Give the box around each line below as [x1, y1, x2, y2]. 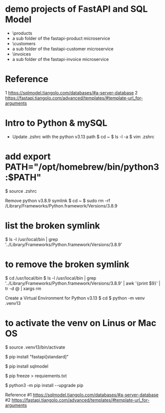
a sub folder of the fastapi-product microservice [12, 35, 110, 41]
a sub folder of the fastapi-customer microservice [12, 46, 114, 52]
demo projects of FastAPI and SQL [5, 3, 148, 15]
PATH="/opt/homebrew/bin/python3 [5, 161, 159, 173]
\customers [12, 40, 36, 46]
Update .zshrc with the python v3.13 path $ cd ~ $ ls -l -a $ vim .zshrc [12, 134, 155, 140]
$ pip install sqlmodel [5, 363, 48, 369]
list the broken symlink [5, 220, 100, 231]
